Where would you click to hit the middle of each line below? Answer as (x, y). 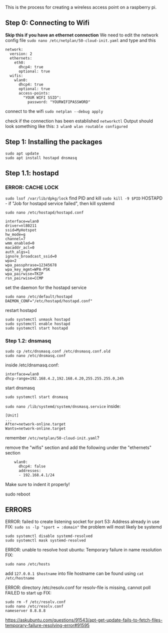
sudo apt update (22, 153)
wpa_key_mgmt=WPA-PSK (28, 269)
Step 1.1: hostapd (32, 173)
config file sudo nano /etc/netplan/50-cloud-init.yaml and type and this (80, 40)
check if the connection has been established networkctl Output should (79, 121)
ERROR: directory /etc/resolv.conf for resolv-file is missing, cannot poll (78, 587)
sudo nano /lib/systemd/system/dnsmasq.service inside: (63, 406)
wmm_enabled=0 (20, 243)
